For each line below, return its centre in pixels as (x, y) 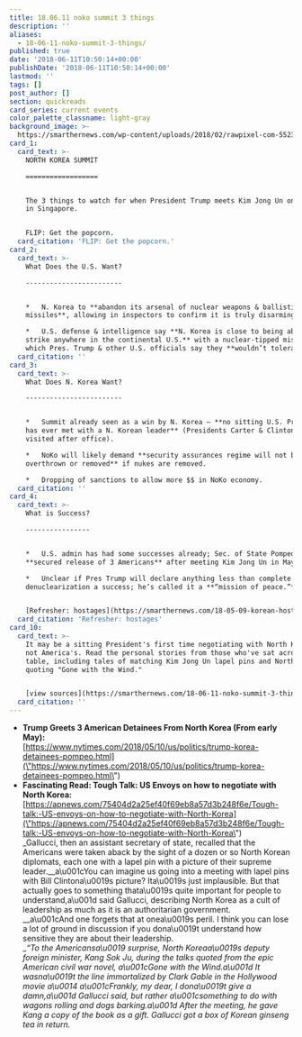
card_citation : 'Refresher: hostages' (90, 619)
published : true (40, 51)
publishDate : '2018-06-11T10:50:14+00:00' (90, 68)
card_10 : (26, 628)
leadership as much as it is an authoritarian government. (126, 910)
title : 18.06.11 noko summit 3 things (82, 18)
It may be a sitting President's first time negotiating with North (156, 644)
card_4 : (24, 496)
